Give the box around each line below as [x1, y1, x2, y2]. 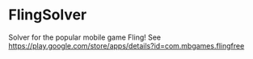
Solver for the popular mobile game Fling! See [8, 32, 162, 42]
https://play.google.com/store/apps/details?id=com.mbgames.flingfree [8, 40, 245, 50]
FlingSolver [8, 6, 87, 24]
